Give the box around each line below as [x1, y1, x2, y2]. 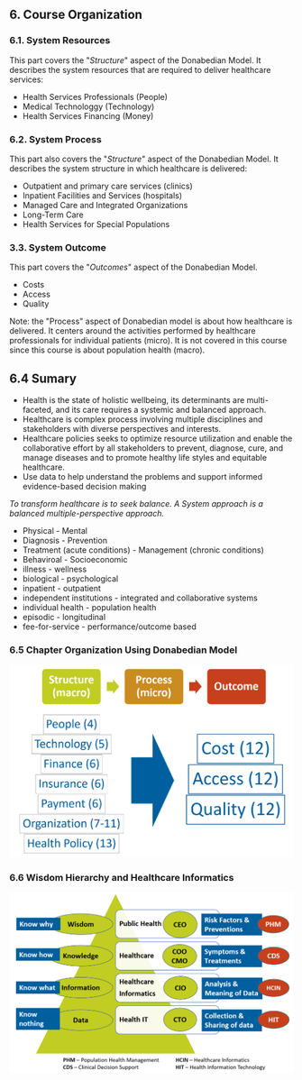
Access [22, 288, 51, 300]
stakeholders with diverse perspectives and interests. [22, 424, 222, 435]
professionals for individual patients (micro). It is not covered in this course [9, 335, 288, 346]
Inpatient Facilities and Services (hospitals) [22, 189, 183, 201]
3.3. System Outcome [9, 241, 106, 253]
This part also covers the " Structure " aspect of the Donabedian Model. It [9, 153, 279, 164]
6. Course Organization [9, 7, 142, 23]
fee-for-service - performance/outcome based [22, 621, 197, 632]
